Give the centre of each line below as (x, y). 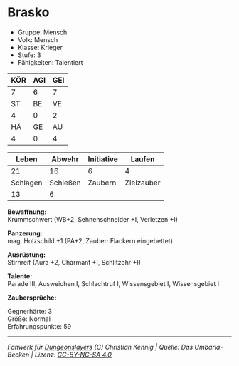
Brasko (28, 12)
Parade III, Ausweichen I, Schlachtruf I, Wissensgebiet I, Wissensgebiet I (113, 283)
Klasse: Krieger (40, 47)
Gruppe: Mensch (42, 32)
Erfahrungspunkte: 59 (39, 326)
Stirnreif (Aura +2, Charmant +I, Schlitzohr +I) (74, 262)
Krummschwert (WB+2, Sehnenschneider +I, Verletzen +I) (93, 219)
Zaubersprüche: (32, 298)
